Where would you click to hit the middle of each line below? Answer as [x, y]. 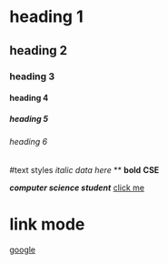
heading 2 [39, 51]
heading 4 [29, 98]
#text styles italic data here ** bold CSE [84, 169]
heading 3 [32, 76]
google [23, 249]
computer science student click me [77, 188]
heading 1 [46, 17]
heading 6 [29, 142]
